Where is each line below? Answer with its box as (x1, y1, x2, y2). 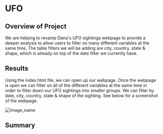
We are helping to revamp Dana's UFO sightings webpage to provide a (5, 35, 146, 41)
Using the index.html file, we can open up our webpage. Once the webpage (5, 77, 156, 83)
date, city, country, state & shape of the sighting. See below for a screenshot (5, 92, 158, 98)
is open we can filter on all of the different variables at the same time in (5, 82, 147, 88)
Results (5, 64, 29, 73)
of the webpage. (5, 98, 38, 104)
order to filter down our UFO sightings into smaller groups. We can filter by (5, 88, 154, 93)
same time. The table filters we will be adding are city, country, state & (5, 45, 146, 51)
